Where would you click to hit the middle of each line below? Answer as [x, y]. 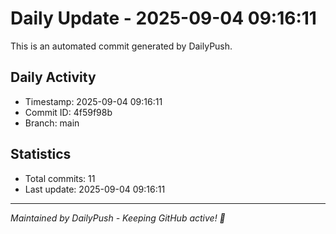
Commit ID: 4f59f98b [68, 112]
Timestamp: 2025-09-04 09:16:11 [93, 101]
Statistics [41, 154]
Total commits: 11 [60, 178]
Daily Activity [53, 77]
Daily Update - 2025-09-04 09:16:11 [163, 18]
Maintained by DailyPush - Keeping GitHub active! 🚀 [118, 218]
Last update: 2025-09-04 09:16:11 [95, 189]
